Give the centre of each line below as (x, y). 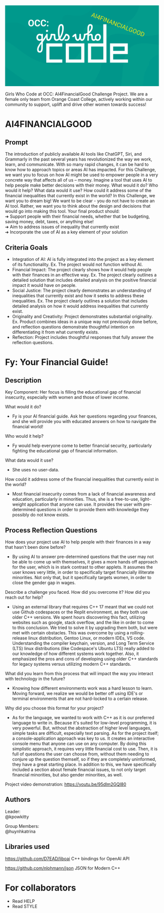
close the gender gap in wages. (44, 583)
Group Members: (22, 826)
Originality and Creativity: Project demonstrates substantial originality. (82, 317)
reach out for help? (24, 597)
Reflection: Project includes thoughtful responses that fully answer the (83, 337)
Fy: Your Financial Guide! (57, 362)
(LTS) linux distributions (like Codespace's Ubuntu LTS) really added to (83, 648)
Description (23, 380)
